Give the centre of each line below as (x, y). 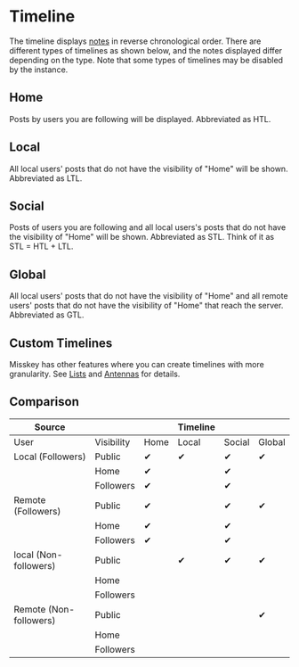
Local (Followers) (50, 457)
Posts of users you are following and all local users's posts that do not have (148, 227)
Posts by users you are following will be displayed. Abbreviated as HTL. (140, 119)
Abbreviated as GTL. (47, 315)
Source (50, 427)
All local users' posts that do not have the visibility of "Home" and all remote (149, 296)
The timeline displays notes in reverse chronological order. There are (135, 41)
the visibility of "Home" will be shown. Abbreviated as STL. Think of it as (141, 237)
